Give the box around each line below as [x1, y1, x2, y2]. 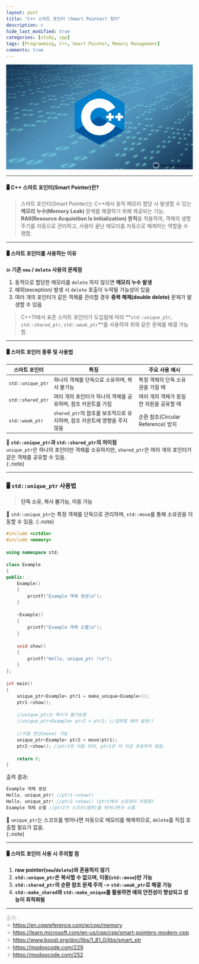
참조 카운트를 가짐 [70, 400, 113, 407]
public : [6, 574, 25, 580]
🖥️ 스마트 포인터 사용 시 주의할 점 [6, 850, 79, 857]
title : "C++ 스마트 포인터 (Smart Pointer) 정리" [6, 15, 121, 22]
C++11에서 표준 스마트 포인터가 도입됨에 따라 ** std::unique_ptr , [20, 313, 172, 320]
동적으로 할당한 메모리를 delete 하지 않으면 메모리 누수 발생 [14, 279, 152, 286]
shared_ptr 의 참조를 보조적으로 [53, 410, 126, 417]
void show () [17, 643, 46, 649]
